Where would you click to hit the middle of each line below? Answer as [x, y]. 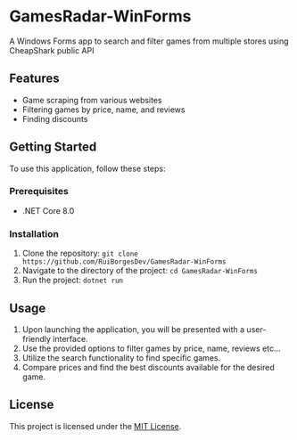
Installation [34, 233]
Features [34, 79]
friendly [37, 338]
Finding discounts [55, 118]
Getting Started [53, 147]
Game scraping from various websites [92, 100]
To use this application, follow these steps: [87, 168]
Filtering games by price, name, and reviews [103, 110]
